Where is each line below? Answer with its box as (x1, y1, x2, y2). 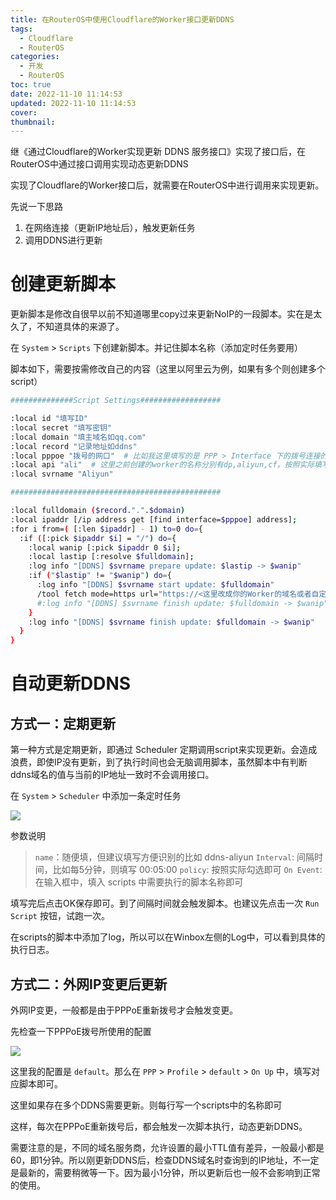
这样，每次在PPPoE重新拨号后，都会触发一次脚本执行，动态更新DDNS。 (10, 1121, 308, 1132)
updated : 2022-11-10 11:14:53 (10, 98, 137, 108)
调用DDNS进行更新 (24, 234, 103, 246)
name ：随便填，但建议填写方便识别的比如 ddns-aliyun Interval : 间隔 (34, 851, 315, 863)
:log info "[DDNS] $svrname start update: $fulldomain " (36, 580, 275, 590)
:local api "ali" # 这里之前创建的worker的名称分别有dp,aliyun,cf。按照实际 (10, 460, 315, 470)
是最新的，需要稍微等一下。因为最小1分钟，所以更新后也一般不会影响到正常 (10, 1167, 321, 1178)
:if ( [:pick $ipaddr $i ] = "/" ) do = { (19, 533, 177, 543)
